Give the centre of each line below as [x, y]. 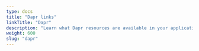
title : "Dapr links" [32, 17]
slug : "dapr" [22, 39]
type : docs [20, 11]
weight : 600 [21, 33]
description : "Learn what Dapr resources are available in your [87, 28]
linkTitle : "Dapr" [29, 22]
